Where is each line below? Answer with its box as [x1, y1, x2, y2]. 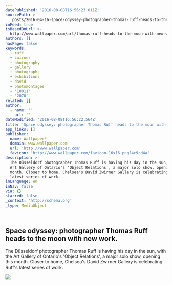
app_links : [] [5, 127, 36, 132]
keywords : [5, 46, 27, 51]
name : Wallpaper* [10, 136, 47, 141]
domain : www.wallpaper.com [10, 141, 68, 146]
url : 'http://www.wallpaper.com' [10, 146, 81, 151]
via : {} [5, 189, 22, 194]
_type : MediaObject [5, 203, 47, 208]
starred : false [5, 193, 38, 198]
